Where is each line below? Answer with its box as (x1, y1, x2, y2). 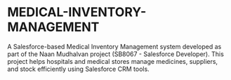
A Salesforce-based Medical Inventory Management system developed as (7, 42, 222, 51)
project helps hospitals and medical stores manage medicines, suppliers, (7, 57, 218, 65)
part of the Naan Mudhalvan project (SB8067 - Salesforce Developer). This (7, 50, 225, 58)
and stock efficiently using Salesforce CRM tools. (7, 65, 150, 73)
